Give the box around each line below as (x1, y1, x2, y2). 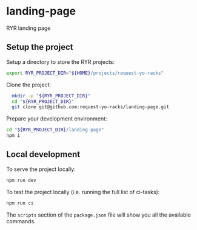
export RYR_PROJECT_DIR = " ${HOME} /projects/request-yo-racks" (6, 70, 164, 76)
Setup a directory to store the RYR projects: (6, 58, 115, 65)
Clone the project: (6, 81, 52, 88)
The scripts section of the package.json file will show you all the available (6, 211, 191, 218)
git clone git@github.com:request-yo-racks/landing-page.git (12, 104, 170, 110)
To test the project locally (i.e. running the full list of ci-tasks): (6, 188, 160, 195)
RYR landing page (6, 24, 51, 32)
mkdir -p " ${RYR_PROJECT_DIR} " (12, 92, 91, 99)
